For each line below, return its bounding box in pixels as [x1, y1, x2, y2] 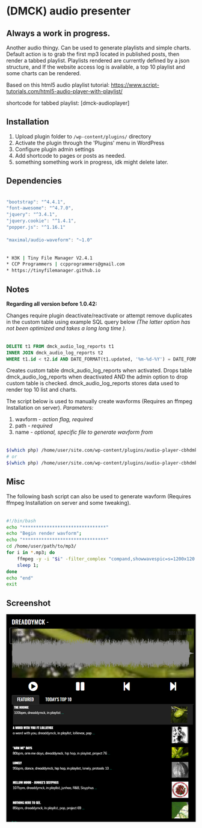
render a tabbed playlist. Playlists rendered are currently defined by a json [6, 57, 190, 64]
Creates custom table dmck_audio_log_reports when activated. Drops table [6, 367, 192, 374]
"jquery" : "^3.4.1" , [6, 212, 58, 218]
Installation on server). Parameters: [6, 404, 94, 412]
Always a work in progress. [6, 28, 111, 39]
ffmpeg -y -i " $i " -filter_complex [17, 555, 106, 562]
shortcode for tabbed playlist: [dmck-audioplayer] [6, 99, 130, 107]
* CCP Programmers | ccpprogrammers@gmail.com [6, 261, 125, 267]
